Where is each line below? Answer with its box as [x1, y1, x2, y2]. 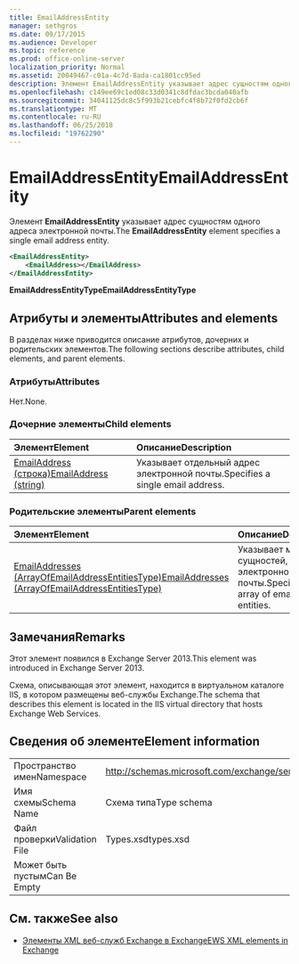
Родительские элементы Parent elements [9, 505, 197, 517]
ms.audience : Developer [9, 37, 98, 47]
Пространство [13, 759, 77, 771]
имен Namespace [13, 770, 87, 783]
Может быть [13, 858, 68, 870]
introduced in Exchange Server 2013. [9, 662, 145, 673]
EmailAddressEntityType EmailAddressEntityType [9, 284, 197, 295]
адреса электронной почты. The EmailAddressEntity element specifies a [9, 225, 281, 236]
